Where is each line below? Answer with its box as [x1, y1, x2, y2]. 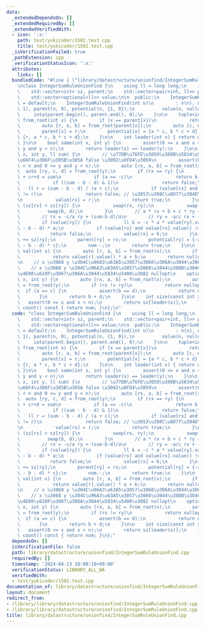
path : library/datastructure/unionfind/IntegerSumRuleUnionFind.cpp [12, 550, 190, 556]
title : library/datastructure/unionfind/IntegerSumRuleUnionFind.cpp [6, 612, 187, 618]
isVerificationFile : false [12, 544, 81, 550]
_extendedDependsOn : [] [12, 15, 72, 21]
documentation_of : [6, 584, 53, 590]
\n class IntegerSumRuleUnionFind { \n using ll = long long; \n [17, 83, 187, 89]
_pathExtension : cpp [12, 54, 64, 61]
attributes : [12, 65, 43, 72]
